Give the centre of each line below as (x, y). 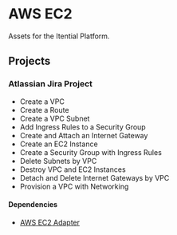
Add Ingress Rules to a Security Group (83, 127)
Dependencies (33, 205)
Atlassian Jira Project (51, 84)
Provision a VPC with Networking (74, 186)
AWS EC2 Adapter (50, 222)
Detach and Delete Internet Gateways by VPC (94, 177)
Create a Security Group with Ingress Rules (90, 152)
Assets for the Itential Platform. (59, 36)
